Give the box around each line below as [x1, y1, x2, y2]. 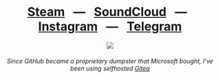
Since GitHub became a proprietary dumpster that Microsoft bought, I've [7, 56, 213, 65]
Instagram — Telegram [38, 19, 182, 34]
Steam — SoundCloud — [27, 4, 188, 20]
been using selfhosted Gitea [69, 64, 151, 72]
